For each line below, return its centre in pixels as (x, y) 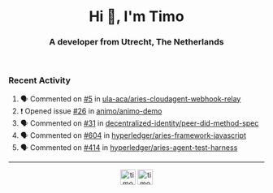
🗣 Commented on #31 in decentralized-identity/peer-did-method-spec (139, 123)
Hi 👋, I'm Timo (136, 17)
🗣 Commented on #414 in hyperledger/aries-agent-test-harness (129, 147)
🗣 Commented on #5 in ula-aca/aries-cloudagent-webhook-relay (130, 99)
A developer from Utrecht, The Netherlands (136, 42)
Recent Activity (40, 80)
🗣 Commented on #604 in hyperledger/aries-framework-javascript (133, 135)
